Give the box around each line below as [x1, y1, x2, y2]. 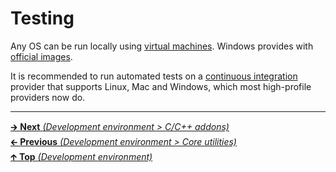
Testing [10, 7, 75, 30]
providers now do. [10, 91, 86, 103]
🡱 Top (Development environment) [10, 150, 153, 162]
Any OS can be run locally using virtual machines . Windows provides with [10, 40, 314, 52]
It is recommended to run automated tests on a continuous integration [10, 70, 298, 82]
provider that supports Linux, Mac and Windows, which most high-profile [10, 80, 312, 92]
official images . [10, 50, 73, 62]
